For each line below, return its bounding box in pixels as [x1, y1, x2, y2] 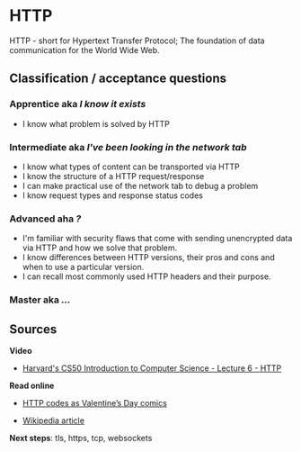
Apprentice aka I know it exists [9, 98, 146, 111]
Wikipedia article [22, 415, 85, 426]
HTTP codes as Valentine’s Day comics [22, 397, 168, 408]
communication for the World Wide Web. [9, 44, 160, 55]
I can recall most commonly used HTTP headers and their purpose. [22, 271, 271, 282]
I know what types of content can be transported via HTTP [22, 161, 240, 172]
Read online [9, 380, 55, 391]
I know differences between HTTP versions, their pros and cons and [22, 252, 276, 263]
